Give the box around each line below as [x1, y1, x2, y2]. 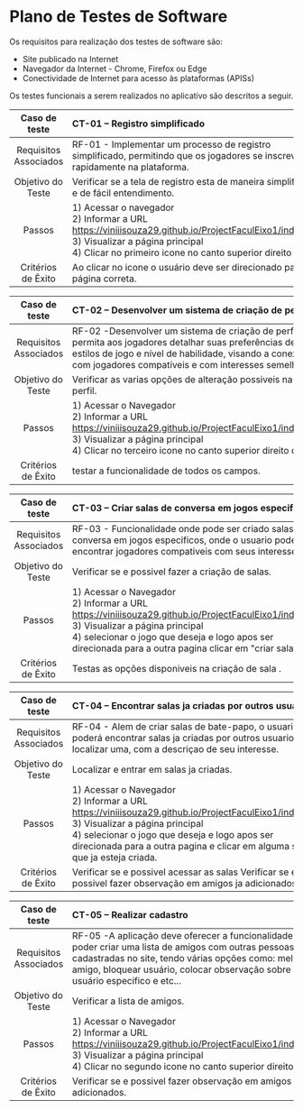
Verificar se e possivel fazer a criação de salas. [71, 565, 272, 578]
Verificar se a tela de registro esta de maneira [71, 175, 265, 188]
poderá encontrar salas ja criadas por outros [71, 731, 261, 744]
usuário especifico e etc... [71, 974, 182, 986]
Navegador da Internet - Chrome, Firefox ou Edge [22, 63, 207, 74]
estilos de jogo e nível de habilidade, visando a [71, 347, 270, 360]
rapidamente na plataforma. [71, 161, 189, 173]
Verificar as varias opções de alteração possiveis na [71, 372, 293, 385]
